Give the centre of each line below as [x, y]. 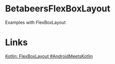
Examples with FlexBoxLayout [35, 22]
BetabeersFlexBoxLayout [58, 9]
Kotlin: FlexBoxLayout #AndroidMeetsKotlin [49, 56]
